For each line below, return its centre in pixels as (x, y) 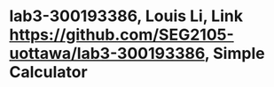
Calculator (48, 72)
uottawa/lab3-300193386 (107, 54)
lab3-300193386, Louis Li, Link (126, 16)
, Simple (235, 54)
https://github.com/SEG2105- (122, 35)
